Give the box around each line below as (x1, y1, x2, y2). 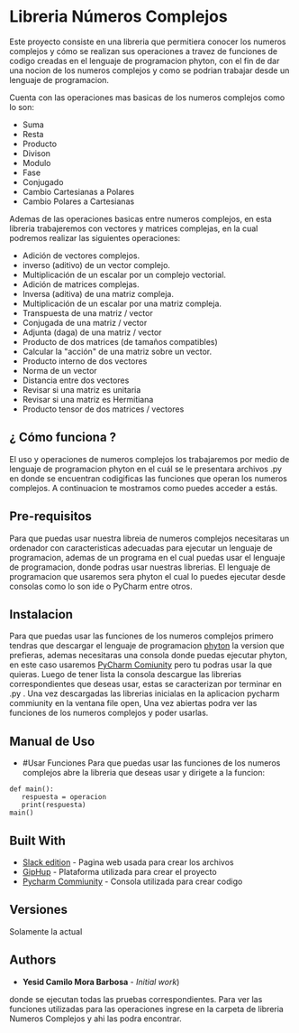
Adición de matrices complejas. (22, 278, 140, 290)
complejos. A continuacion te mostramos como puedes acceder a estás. (9, 482, 278, 493)
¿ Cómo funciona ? (9, 430, 117, 445)
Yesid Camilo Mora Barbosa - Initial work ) (22, 976, 180, 987)
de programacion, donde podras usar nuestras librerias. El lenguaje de (9, 562, 271, 572)
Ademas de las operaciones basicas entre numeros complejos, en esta (9, 213, 272, 224)
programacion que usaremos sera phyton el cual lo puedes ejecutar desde (9, 571, 286, 582)
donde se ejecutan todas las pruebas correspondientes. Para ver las (9, 993, 263, 1004)
